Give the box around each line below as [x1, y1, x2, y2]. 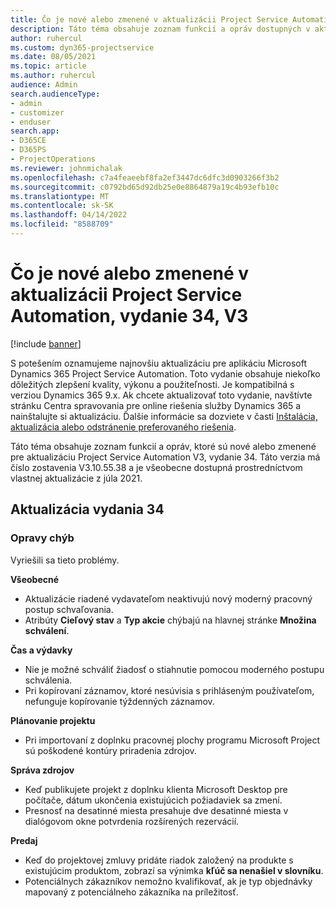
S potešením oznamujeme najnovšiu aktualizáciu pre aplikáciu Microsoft [10, 357, 308, 369]
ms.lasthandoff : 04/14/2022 [10, 210, 128, 220]
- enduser [10, 117, 52, 127]
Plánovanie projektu [10, 714, 96, 726]
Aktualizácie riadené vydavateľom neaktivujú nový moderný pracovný [24, 592, 313, 605]
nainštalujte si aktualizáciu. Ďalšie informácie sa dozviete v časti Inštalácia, [10, 410, 318, 422]
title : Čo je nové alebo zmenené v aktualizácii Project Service [10, 14, 288, 25]
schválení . [24, 624, 70, 636]
